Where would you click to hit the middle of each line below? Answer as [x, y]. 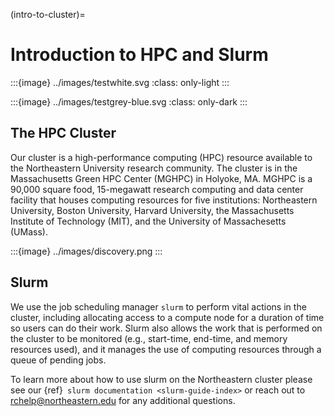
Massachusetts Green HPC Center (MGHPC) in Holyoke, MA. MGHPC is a [161, 178]
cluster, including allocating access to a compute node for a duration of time [167, 317]
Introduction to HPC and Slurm [139, 55]
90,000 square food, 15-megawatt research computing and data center [157, 189]
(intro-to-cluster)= [48, 14]
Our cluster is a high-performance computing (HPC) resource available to [161, 157]
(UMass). [29, 231]
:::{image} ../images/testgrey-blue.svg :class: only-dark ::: [129, 101]
